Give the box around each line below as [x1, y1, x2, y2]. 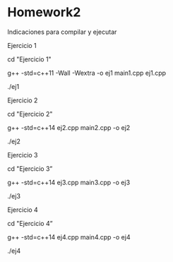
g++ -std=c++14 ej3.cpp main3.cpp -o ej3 [7, 178, 131, 186]
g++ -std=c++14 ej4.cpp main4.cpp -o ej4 [7, 232, 131, 241]
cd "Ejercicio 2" [7, 109, 53, 118]
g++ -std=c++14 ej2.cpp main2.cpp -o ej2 [7, 123, 131, 131]
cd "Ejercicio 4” [7, 219, 53, 227]
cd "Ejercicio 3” [7, 164, 53, 173]
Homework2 [7, 4, 81, 20]
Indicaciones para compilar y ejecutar [7, 28, 117, 36]
